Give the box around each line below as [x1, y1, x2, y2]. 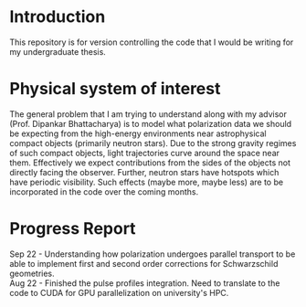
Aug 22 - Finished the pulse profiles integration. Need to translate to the [9, 277, 280, 289]
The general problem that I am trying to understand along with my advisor [9, 108, 288, 120]
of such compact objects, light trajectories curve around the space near [9, 147, 280, 158]
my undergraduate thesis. [9, 46, 107, 57]
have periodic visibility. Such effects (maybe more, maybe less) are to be [9, 176, 284, 187]
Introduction [9, 6, 106, 27]
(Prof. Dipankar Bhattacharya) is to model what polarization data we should [9, 118, 292, 129]
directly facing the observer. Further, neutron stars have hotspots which [9, 166, 280, 177]
